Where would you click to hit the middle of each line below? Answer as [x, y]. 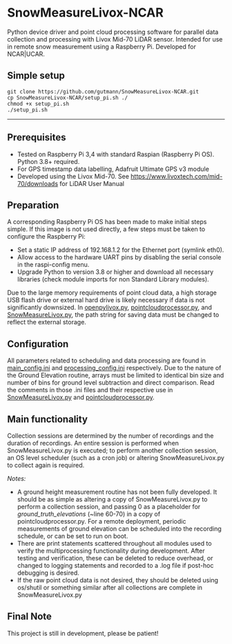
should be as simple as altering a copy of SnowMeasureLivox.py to [112, 499]
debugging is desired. [48, 573]
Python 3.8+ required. [48, 161]
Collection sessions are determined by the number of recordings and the [110, 436]
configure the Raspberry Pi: [46, 237]
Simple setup [36, 76]
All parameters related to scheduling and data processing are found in [106, 360]
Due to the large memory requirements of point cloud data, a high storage [112, 293]
